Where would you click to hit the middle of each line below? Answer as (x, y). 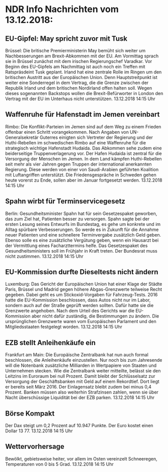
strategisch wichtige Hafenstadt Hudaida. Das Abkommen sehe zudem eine (83, 148)
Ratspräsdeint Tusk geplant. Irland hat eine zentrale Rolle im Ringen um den (83, 72)
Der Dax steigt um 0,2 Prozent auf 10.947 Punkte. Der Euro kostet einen (79, 426)
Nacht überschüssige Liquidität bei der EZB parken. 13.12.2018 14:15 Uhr (80, 398)
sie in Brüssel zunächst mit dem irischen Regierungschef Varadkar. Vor (79, 61)
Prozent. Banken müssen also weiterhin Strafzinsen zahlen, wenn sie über (82, 392)
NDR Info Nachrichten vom (62, 9)
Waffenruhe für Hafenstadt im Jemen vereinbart (82, 114)
